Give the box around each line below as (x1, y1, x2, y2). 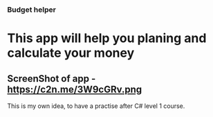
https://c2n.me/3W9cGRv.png (7, 83, 142, 95)
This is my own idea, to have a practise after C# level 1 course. (7, 102, 185, 110)
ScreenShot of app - (7, 73, 96, 84)
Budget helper (7, 5, 57, 15)
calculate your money (7, 45, 135, 61)
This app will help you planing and (7, 30, 207, 46)
